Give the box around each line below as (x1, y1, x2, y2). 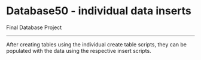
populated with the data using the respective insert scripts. (6, 47, 151, 54)
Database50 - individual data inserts (6, 4, 191, 18)
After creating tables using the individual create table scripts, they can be (6, 40, 187, 48)
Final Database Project (6, 24, 62, 31)
